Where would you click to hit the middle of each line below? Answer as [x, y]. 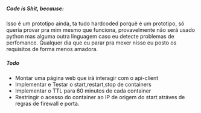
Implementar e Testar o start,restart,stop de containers [83, 84]
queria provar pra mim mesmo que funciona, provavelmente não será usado [101, 29]
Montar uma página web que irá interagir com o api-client [87, 78]
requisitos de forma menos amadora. [52, 49]
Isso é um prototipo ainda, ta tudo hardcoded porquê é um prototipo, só [95, 23]
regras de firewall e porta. [47, 103]
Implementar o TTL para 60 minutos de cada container [83, 91]
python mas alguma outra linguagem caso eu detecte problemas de [90, 36]
